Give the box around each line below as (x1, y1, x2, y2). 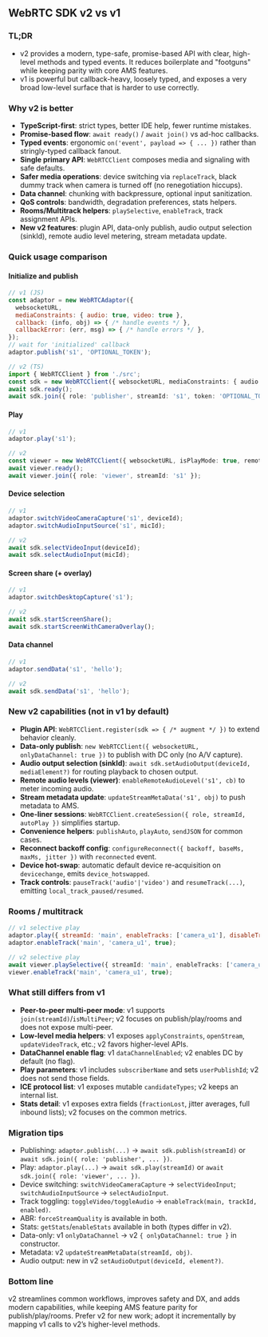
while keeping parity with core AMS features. (19, 66, 168, 75)
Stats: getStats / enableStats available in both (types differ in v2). (19, 1222, 232, 1231)
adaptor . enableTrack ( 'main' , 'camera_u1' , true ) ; (8, 939, 177, 947)
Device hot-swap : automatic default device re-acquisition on (19, 860, 221, 870)
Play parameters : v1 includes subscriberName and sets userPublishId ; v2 (19, 1064, 259, 1075)
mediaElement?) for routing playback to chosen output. (19, 767, 199, 776)
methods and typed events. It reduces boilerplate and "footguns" (37, 57, 251, 66)
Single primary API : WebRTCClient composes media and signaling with (19, 154, 250, 164)
